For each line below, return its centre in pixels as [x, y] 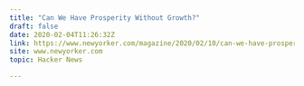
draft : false [34, 26]
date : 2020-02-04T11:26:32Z [62, 34]
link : [19, 43]
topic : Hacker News [46, 60]
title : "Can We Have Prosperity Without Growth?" [105, 18]
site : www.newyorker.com [56, 52]
